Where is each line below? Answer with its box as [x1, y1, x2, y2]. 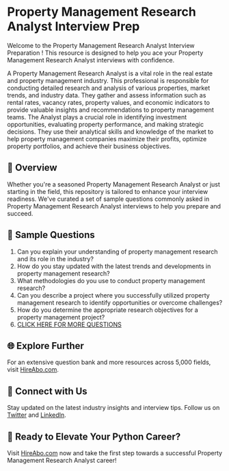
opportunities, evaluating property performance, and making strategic [7, 120, 204, 128]
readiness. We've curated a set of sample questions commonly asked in [7, 195, 210, 203]
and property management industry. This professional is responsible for [7, 76, 209, 84]
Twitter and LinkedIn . [7, 411, 66, 419]
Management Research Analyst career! [7, 457, 118, 464]
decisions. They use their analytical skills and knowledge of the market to [7, 128, 214, 136]
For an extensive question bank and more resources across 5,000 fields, [7, 358, 211, 367]
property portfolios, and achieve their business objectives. [7, 142, 172, 150]
